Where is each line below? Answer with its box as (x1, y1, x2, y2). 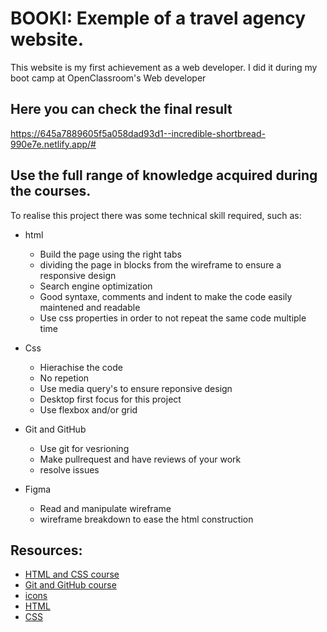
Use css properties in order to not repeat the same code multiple (39, 312, 307, 324)
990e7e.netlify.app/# (10, 138, 97, 150)
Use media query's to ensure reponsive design (39, 382, 233, 394)
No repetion (39, 372, 90, 384)
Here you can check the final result (10, 101, 233, 118)
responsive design (39, 269, 117, 281)
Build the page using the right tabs (39, 248, 182, 260)
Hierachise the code (39, 361, 123, 373)
